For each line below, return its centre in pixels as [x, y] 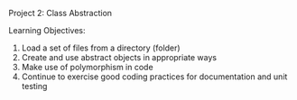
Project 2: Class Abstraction [60, 13]
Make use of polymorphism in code [88, 67]
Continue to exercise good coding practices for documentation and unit [154, 77]
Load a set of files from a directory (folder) [101, 48]
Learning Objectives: [47, 30]
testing [34, 86]
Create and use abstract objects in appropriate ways [119, 57]
